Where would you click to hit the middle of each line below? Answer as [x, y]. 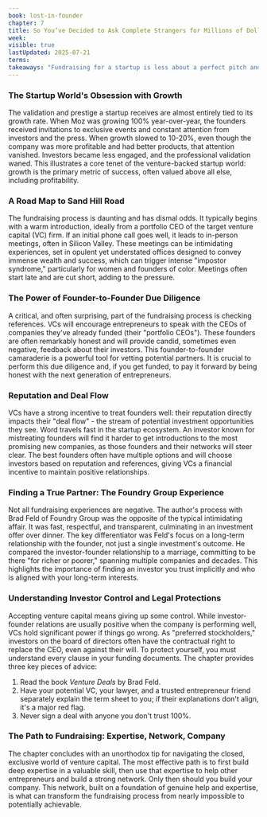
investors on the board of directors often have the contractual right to [122, 641]
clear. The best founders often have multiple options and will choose [120, 455]
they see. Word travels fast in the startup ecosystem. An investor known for [132, 429]
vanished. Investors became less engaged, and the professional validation [130, 155]
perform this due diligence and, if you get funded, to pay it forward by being [133, 366]
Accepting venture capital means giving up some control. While [112, 616]
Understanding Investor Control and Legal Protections [115, 598]
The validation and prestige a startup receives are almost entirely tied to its [131, 113]
